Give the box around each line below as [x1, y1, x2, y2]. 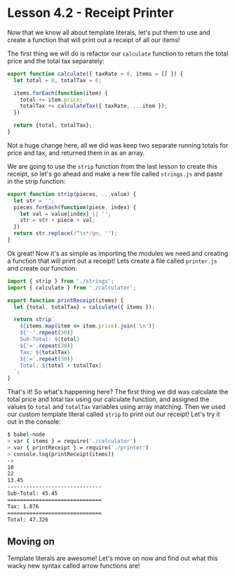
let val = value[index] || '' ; [20, 210, 112, 217]
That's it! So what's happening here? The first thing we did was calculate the [7, 388, 229, 396]
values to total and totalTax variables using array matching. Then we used [7, 403, 226, 411]
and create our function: [7, 264, 77, 272]
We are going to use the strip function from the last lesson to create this [7, 162, 217, 170]
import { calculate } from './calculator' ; [7, 284, 137, 291]
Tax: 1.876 [7, 503, 39, 510]
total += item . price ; [20, 96, 83, 103]
